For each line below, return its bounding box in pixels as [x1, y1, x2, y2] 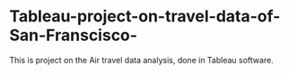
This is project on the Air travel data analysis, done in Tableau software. [9, 54, 274, 65]
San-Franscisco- [9, 25, 137, 45]
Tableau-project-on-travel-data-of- [9, 6, 281, 27]
